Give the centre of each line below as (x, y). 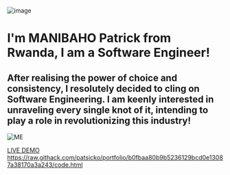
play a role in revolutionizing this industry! (99, 121)
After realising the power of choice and (92, 78)
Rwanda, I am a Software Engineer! (109, 53)
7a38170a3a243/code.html (45, 165)
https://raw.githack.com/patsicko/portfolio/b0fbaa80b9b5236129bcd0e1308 (115, 158)
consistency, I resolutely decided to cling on (104, 89)
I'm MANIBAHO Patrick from (89, 38)
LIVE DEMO (23, 150)
